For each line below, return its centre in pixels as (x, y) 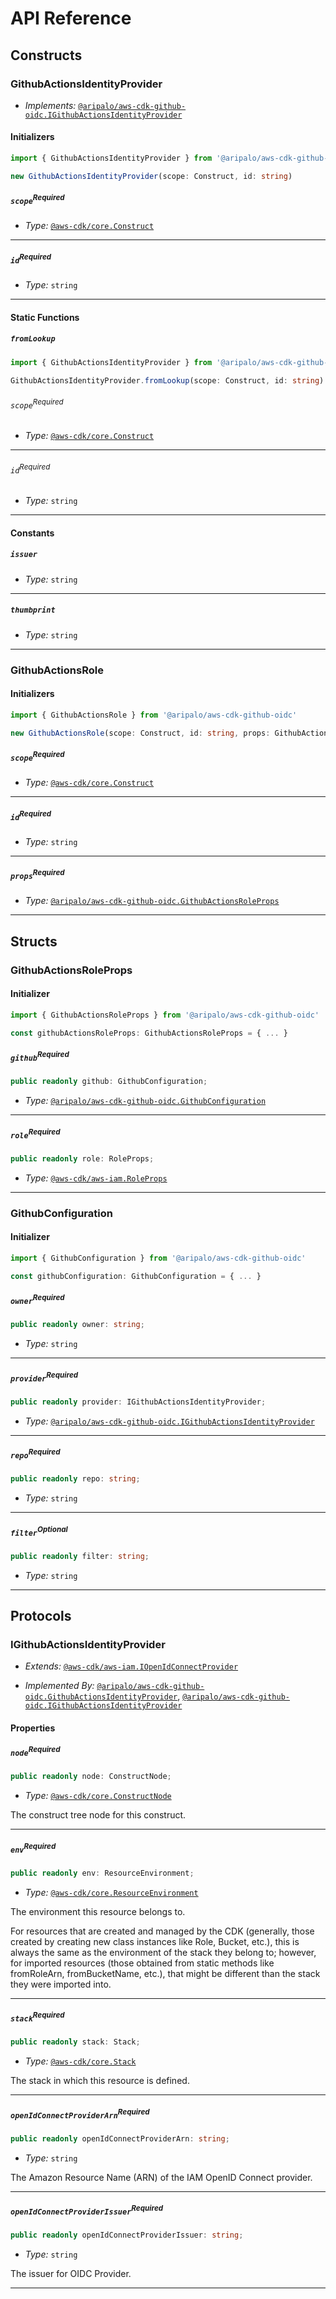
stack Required (37, 2017)
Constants (32, 533)
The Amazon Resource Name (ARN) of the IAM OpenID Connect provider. (161, 2177)
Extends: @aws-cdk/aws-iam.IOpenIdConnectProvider (131, 1666)
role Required (35, 1134)
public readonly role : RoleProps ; (82, 1158)
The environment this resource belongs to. (98, 1911)
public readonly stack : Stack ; (75, 2042)
